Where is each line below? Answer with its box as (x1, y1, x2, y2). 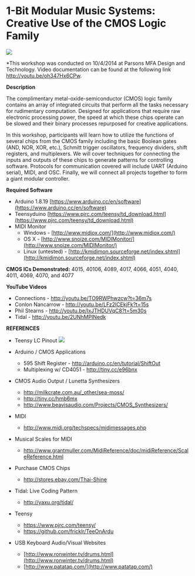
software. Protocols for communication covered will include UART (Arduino (6, 162, 188, 169)
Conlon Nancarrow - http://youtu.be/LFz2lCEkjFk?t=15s (14, 301, 149, 308)
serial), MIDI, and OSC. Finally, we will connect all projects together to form (6, 169, 188, 176)
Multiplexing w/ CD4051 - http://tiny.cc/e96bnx (23, 366, 138, 373)
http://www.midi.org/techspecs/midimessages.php (23, 424, 147, 431)
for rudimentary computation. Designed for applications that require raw (6, 107, 181, 114)
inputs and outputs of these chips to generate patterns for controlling (6, 156, 173, 163)
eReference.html (23, 453, 63, 460)
